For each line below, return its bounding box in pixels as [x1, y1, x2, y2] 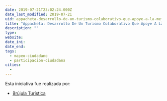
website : [5, 35, 23, 40]
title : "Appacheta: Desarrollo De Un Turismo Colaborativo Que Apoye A [5, 21, 157, 26]
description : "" [5, 26, 39, 31]
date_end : [5, 44, 26, 49]
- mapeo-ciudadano [9, 53, 48, 58]
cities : [5, 62, 21, 67]
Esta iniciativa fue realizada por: [5, 81, 71, 87]
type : [5, 30, 16, 35]
